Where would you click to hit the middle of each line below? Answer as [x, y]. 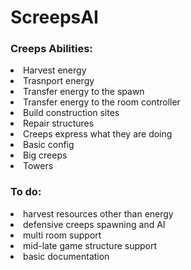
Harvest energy [55, 70]
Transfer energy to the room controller [102, 102]
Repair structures [59, 123]
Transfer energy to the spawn [84, 92]
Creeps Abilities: [51, 49]
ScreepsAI [54, 17]
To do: [26, 192]
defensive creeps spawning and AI [94, 224]
